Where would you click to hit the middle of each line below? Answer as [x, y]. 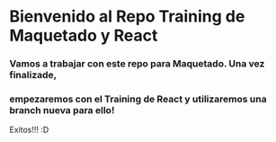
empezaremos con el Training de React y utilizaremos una [138, 99]
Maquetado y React [84, 35]
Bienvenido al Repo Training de [127, 17]
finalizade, [33, 75]
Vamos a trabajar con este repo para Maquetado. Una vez [137, 64]
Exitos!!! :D [29, 130]
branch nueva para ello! [62, 111]
